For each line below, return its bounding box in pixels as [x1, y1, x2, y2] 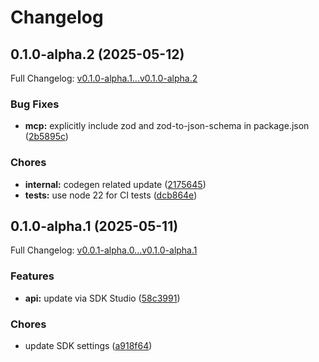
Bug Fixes [10, 97, 60, 111]
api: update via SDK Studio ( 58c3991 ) [24, 292, 181, 304]
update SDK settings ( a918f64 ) [24, 340, 153, 351]
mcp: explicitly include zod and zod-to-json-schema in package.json [24, 120, 310, 132]
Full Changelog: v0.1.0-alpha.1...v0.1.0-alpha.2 [10, 72, 198, 84]
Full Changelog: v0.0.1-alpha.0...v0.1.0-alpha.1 [10, 244, 198, 256]
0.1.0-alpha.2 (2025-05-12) [10, 46, 185, 63]
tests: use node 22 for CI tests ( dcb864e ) [24, 189, 198, 201]
